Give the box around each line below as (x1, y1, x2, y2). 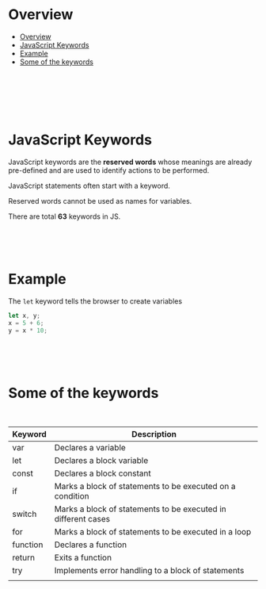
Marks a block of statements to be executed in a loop (54, 526, 252, 537)
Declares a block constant (54, 468, 152, 479)
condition (54, 491, 89, 502)
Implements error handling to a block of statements (54, 565, 245, 576)
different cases (54, 514, 111, 525)
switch (12, 509, 37, 520)
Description (131, 429, 177, 440)
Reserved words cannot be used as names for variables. (8, 196, 192, 205)
